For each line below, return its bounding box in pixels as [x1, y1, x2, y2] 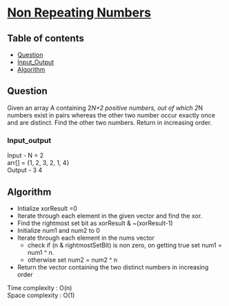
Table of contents [7, 32, 84, 44]
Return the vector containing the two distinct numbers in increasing [17, 262, 209, 271]
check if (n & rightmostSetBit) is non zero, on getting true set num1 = [27, 240, 223, 249]
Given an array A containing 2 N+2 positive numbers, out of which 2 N [7, 104, 203, 112]
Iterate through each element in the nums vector [17, 233, 155, 242]
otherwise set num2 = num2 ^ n [27, 256, 118, 264]
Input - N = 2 [7, 151, 43, 160]
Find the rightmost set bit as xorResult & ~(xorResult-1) [17, 219, 174, 227]
